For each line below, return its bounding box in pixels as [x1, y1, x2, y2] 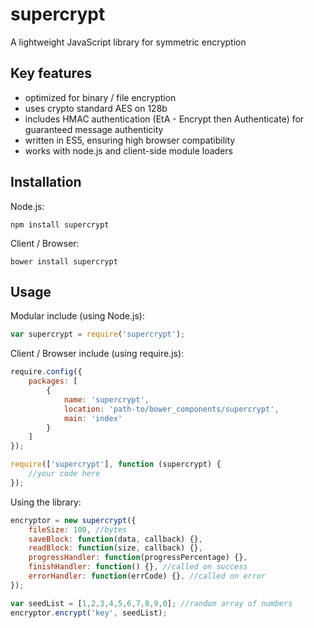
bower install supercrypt [10, 256, 118, 267]
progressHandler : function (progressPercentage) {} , [28, 553, 248, 563]
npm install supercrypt [10, 219, 110, 230]
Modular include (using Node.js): [10, 310, 145, 322]
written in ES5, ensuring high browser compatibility [24, 134, 236, 146]
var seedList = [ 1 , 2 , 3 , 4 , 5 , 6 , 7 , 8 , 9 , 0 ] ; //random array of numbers [10, 598, 293, 608]
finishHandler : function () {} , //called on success [28, 562, 248, 572]
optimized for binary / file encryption [24, 91, 177, 103]
